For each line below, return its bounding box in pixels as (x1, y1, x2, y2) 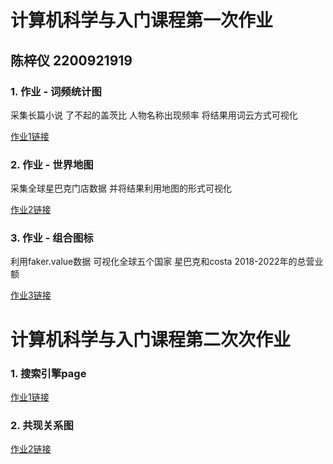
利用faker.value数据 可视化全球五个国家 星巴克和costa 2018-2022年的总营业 (10, 256, 324, 268)
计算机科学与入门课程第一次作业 (10, 9, 274, 32)
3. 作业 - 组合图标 (10, 231, 94, 245)
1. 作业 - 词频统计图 (10, 84, 102, 98)
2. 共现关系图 (10, 418, 74, 432)
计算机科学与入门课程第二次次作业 (10, 328, 292, 351)
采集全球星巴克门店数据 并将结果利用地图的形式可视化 (10, 182, 232, 195)
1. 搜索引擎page (10, 366, 87, 380)
